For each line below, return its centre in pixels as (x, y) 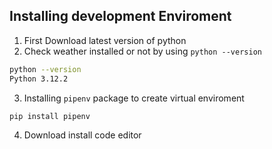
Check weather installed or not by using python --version (142, 51)
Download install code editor (82, 135)
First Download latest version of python (105, 40)
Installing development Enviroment (120, 16)
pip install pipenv (50, 116)
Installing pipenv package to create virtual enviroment (134, 98)
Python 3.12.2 (39, 79)
